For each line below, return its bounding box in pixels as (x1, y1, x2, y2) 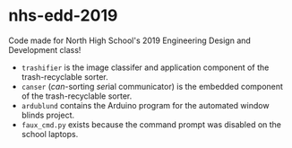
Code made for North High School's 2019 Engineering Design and (8, 35, 252, 46)
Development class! (8, 44, 82, 55)
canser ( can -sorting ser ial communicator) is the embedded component (21, 81, 284, 91)
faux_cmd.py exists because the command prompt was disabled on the (21, 118, 282, 130)
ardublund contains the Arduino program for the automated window (21, 100, 270, 110)
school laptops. (21, 128, 79, 139)
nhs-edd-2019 (8, 5, 118, 26)
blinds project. (21, 109, 75, 120)
